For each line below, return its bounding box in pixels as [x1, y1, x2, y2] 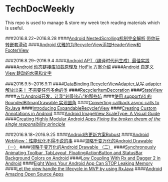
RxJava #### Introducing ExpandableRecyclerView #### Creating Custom [5, 105, 157, 111]
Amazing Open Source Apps [5, 171, 64, 177]
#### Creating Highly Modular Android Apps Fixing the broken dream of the [5, 116, 161, 122]
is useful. [5, 25, 24, 31]
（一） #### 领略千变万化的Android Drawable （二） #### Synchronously [5, 144, 156, 150]
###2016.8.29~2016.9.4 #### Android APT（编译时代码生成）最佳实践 [5, 57, 150, 63]
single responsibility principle [5, 121, 66, 127]
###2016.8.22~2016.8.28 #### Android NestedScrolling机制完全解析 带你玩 [5, 35, 160, 41]
